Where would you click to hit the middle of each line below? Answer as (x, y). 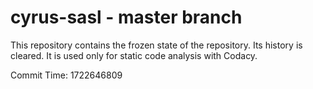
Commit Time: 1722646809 (66, 75)
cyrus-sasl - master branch (126, 17)
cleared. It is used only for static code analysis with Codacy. (134, 55)
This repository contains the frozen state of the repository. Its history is (156, 45)
